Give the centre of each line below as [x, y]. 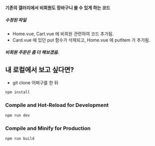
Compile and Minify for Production [48, 128]
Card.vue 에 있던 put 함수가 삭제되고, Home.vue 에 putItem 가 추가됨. [81, 40]
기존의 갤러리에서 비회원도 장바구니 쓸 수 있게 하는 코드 [58, 8]
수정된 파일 [16, 20]
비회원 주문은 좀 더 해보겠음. [32, 52]
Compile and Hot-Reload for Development [57, 105]
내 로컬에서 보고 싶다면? [39, 69]
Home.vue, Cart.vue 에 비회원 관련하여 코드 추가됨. [63, 34]
